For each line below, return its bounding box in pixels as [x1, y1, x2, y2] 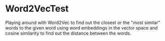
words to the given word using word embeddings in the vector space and [5, 24, 158, 30]
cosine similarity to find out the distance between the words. [5, 30, 132, 36]
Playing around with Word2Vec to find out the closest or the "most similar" [5, 19, 160, 25]
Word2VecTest [5, 3, 69, 14]
